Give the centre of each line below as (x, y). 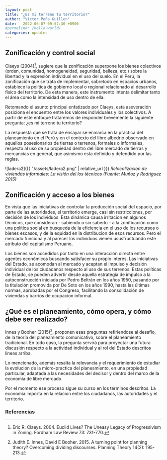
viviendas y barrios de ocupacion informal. (49, 296)
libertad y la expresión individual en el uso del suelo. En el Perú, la (73, 76)
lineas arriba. (19, 353)
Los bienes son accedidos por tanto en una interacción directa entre (75, 254)
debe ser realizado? (37, 319)
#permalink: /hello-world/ (33, 28)
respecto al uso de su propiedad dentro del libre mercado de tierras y (76, 148)
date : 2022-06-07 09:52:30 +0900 (42, 24)
